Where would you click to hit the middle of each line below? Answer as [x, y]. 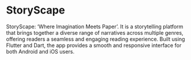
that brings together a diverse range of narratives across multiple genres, [95, 32]
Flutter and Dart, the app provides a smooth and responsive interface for [94, 45]
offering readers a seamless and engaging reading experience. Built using [95, 39]
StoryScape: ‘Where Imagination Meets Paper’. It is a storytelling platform [95, 26]
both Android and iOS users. [40, 51]
